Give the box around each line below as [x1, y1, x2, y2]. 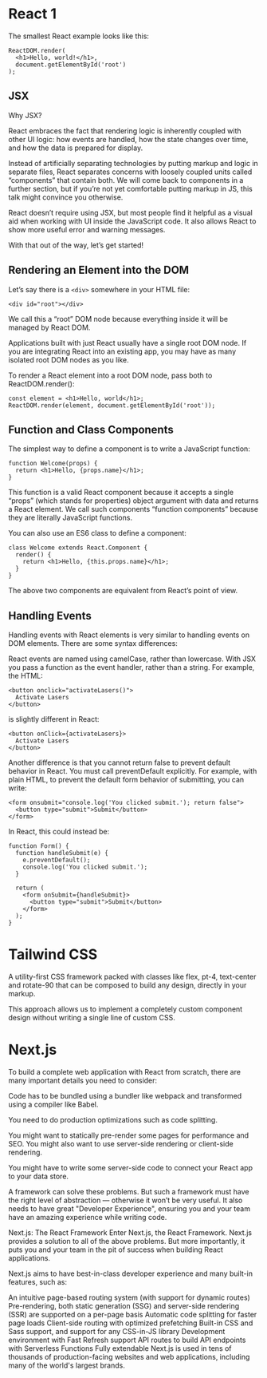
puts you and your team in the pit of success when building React [8, 1245, 223, 1254]
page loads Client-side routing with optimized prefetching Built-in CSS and [8, 1318, 253, 1328]
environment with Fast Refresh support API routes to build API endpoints [8, 1335, 246, 1345]
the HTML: [8, 671, 43, 681]
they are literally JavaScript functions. [8, 513, 133, 523]
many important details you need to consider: [8, 1075, 158, 1086]
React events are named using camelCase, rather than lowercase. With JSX [8, 654, 257, 663]
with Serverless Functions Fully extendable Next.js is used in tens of [8, 1344, 233, 1353]
